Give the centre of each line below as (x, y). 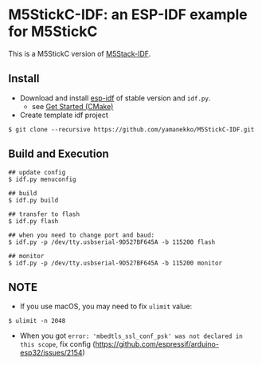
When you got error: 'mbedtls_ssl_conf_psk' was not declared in (131, 336)
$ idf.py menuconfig (43, 179)
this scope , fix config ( (57, 344)
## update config (37, 172)
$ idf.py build (33, 200)
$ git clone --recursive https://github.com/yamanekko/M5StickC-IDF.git (131, 129)
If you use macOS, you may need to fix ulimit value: (106, 306)
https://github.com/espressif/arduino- (157, 344)
